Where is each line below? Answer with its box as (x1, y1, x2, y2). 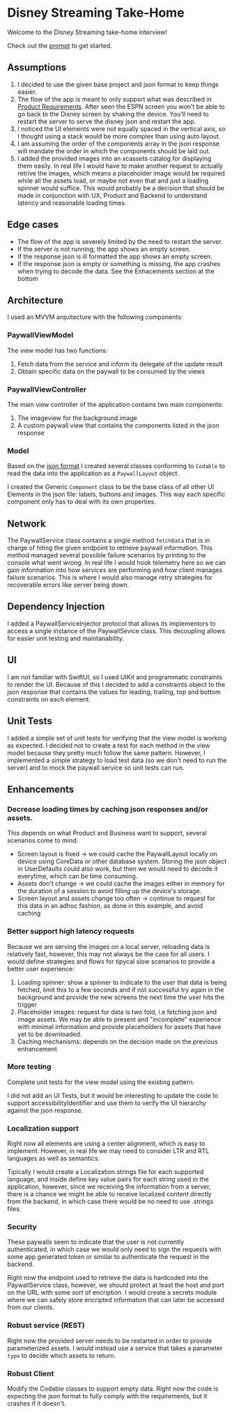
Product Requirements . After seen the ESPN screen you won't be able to (17, 102, 225, 111)
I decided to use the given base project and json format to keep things (17, 80, 219, 88)
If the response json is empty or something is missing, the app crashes (17, 259, 221, 268)
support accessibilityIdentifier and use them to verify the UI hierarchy (7, 1099, 207, 1107)
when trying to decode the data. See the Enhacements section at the (17, 267, 214, 275)
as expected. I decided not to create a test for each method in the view (7, 741, 210, 750)
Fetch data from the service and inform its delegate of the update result (17, 360, 223, 368)
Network (7, 518, 47, 530)
